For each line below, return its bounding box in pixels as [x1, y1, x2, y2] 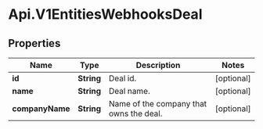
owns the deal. [108, 108, 163, 119]
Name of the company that [108, 99, 207, 109]
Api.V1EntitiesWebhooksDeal [8, 5, 203, 23]
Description [135, 60, 181, 70]
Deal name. [108, 86, 150, 96]
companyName [12, 103, 70, 114]
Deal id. [108, 73, 137, 84]
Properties [8, 37, 61, 50]
